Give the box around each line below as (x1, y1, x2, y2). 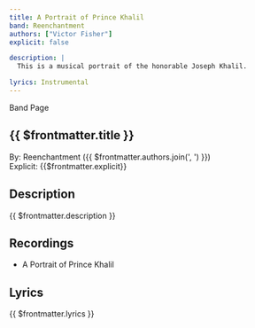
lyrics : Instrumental (9, 78, 89, 87)
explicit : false (9, 37, 69, 47)
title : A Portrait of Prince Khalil (9, 12, 144, 22)
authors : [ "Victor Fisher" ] (9, 29, 113, 38)
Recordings (9, 236, 74, 251)
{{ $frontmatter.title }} (9, 128, 135, 143)
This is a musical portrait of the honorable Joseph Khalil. (17, 62, 248, 71)
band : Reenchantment (9, 21, 86, 30)
